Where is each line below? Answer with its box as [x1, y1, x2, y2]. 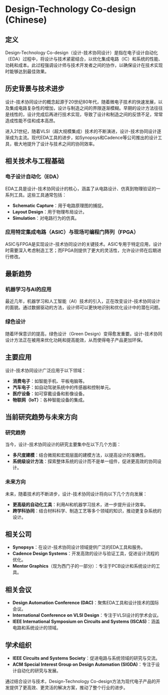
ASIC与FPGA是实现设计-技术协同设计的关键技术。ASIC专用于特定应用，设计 [5, 241, 162, 247]
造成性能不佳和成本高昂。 [5, 117, 58, 123]
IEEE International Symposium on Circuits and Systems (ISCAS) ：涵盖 [12, 618, 160, 625]
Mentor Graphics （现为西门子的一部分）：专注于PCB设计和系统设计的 [12, 563, 156, 569]
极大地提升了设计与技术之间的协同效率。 [13, 140, 97, 146]
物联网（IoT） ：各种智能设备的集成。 [12, 397, 87, 403]
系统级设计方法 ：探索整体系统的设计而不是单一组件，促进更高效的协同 [12, 458, 157, 464]
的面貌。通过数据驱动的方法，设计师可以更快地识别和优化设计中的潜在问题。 [5, 304, 163, 310]
